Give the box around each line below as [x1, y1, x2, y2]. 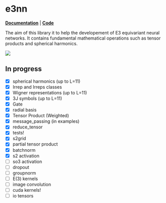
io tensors [12, 193, 34, 198]
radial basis [12, 107, 37, 113]
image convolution [12, 181, 51, 187]
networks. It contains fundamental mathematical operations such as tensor [5, 35, 161, 41]
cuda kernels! [12, 187, 41, 193]
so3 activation [12, 158, 42, 164]
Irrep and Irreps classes [12, 84, 62, 90]
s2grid [12, 136, 26, 142]
